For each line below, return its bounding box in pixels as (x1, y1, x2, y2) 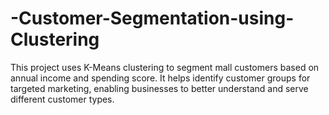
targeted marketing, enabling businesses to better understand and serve (10, 82, 309, 94)
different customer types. (10, 93, 115, 105)
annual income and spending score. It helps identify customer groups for (10, 72, 311, 84)
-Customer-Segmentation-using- (10, 7, 295, 30)
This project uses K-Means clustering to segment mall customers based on (10, 61, 320, 73)
